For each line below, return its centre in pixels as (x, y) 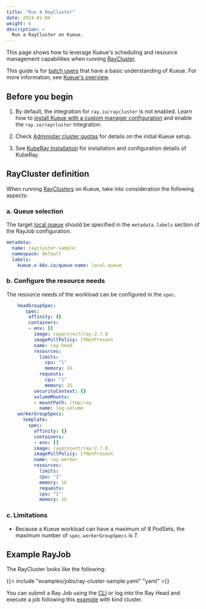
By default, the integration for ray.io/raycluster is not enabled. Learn (104, 111)
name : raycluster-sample (44, 248)
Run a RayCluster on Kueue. (48, 35)
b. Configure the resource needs (56, 281)
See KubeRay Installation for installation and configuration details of (101, 148)
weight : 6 (19, 23)
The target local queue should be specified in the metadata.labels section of (103, 225)
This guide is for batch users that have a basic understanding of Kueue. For (101, 71)
